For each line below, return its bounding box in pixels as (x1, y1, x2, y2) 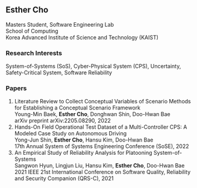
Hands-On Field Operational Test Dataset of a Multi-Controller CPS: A (14, 123, 187, 131)
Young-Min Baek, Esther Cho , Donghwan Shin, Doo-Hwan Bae (14, 111, 171, 118)
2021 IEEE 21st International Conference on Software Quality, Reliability (14, 169, 191, 176)
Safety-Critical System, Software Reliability (5, 69, 113, 76)
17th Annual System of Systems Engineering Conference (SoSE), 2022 (14, 143, 189, 150)
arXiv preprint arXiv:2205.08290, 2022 (14, 117, 111, 125)
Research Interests (5, 48, 63, 57)
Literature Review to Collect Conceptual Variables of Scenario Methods (14, 98, 191, 105)
